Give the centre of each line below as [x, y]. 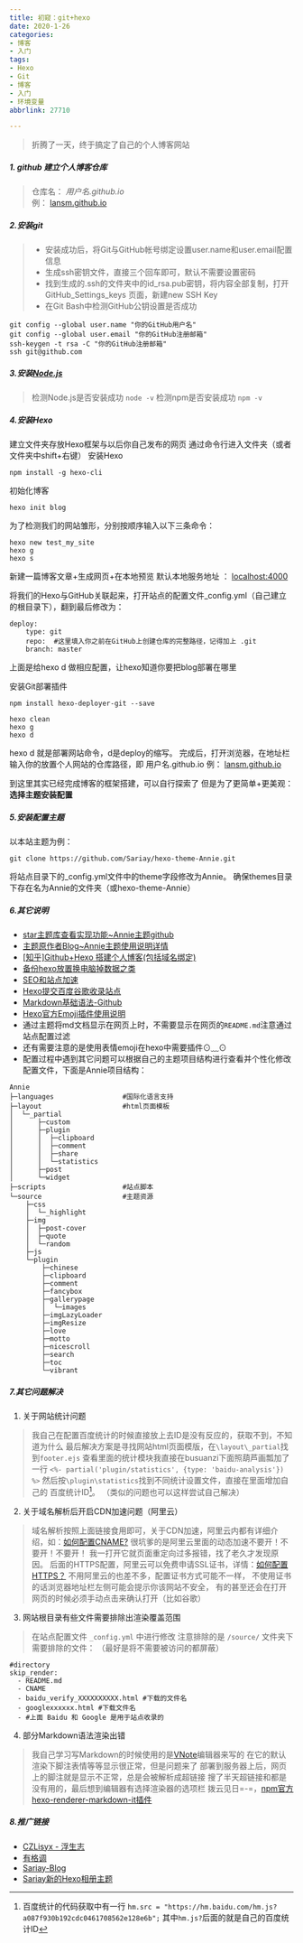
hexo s [22, 559]
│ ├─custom [40, 1122]
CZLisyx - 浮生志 [54, 1846]
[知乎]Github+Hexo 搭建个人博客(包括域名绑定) [109, 957]
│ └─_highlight [56, 1213]
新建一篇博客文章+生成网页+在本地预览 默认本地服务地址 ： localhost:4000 [149, 576]
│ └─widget [40, 1178]
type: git [44, 632]
